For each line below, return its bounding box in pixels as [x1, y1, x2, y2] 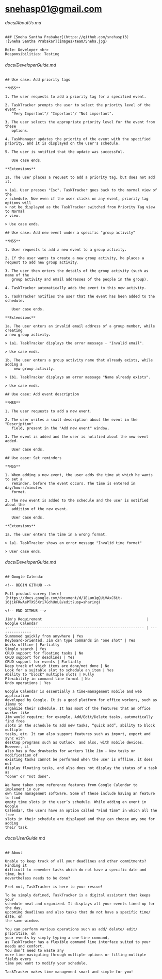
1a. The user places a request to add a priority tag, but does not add [5, 175, 155, 180]
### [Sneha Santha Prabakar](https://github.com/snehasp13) [5, 35, 130, 40]
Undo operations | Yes [5, 680, 51, 686]
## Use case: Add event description [5, 392, 79, 396]
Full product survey [5, 591, 47, 596]
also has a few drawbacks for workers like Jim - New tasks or [5, 748, 136, 754]
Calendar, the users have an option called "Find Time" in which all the [5, 808, 158, 813]
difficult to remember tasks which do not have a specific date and [5, 867, 146, 872]
